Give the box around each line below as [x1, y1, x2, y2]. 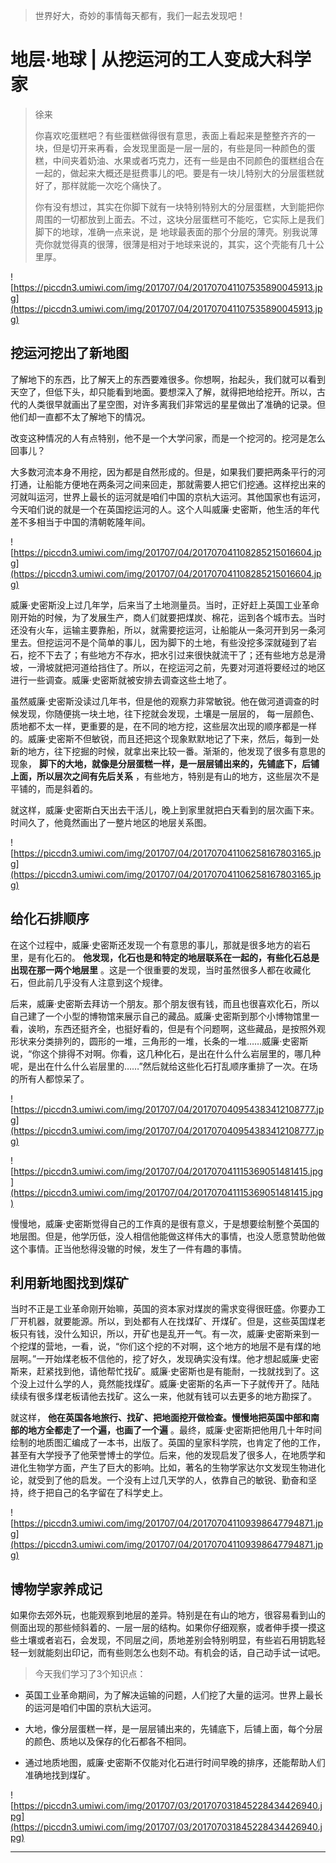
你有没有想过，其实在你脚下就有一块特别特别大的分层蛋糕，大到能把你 [34, 200, 325, 213]
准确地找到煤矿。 [24, 1769, 96, 1781]
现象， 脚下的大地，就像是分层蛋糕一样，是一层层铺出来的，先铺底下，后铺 [10, 757, 320, 769]
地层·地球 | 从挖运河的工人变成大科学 [10, 49, 312, 71]
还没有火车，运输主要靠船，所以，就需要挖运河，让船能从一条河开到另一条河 [10, 624, 326, 636]
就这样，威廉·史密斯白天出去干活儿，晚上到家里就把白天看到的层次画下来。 [10, 804, 320, 816]
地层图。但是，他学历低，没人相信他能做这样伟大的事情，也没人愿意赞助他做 [10, 1230, 326, 1242]
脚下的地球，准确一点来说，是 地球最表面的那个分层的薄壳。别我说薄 [34, 225, 318, 238]
